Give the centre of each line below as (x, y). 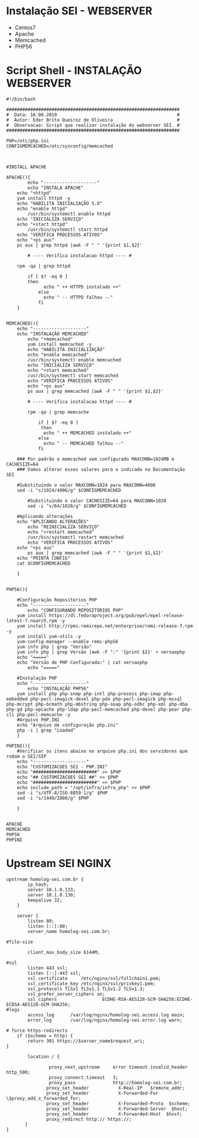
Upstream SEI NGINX (59, 863)
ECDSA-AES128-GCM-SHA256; (38, 1004)
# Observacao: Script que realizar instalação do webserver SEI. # (93, 125)
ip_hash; (38, 884)
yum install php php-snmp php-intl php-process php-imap (89, 694)
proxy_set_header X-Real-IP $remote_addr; (116, 1088)
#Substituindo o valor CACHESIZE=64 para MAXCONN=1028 (97, 501)
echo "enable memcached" (58, 355)
